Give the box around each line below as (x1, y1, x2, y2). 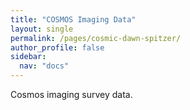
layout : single (10, 24, 74, 34)
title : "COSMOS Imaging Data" (10, 14, 137, 25)
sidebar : (10, 52, 47, 62)
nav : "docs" (19, 61, 70, 71)
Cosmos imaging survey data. (10, 89, 133, 100)
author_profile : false (10, 42, 105, 53)
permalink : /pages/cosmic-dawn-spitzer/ (10, 33, 182, 43)
